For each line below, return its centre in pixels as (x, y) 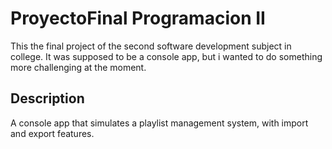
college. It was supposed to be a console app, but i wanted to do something (166, 56)
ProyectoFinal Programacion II (138, 18)
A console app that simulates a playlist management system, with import (159, 123)
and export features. (52, 133)
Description (47, 98)
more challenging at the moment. (78, 67)
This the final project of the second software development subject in (151, 46)
